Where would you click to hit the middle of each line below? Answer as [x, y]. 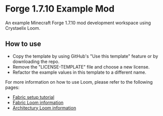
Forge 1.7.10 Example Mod [60, 9]
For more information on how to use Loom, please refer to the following [79, 82]
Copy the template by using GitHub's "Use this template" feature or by [85, 56]
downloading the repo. [36, 62]
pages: [12, 87]
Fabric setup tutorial [33, 97]
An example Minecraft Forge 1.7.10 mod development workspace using [78, 23]
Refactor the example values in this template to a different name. [79, 72]
